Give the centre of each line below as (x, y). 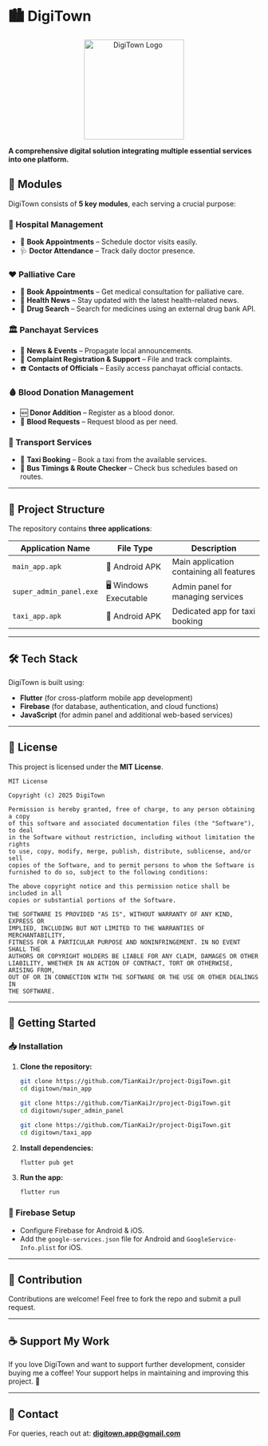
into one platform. (39, 159)
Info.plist (38, 1248)
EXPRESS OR (26, 921)
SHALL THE (25, 949)
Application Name (55, 548)
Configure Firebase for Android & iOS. (82, 1230)
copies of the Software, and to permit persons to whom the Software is (132, 865)
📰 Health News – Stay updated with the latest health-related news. (129, 301)
